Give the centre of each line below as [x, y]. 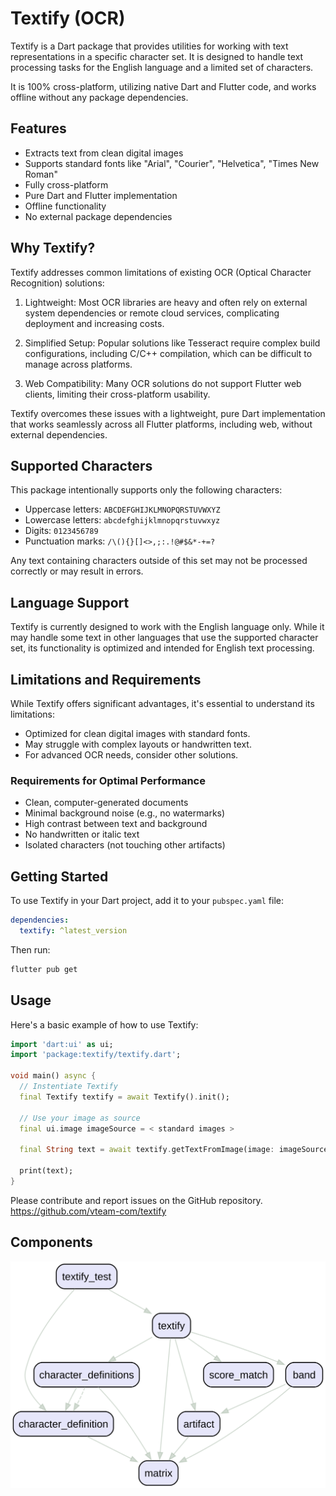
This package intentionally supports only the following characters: [146, 490]
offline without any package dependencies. [99, 97]
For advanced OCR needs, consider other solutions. [131, 755]
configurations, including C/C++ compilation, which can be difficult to [168, 353]
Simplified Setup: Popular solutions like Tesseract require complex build [172, 343]
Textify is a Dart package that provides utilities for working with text [149, 46]
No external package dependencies [98, 216]
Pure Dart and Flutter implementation [101, 195]
